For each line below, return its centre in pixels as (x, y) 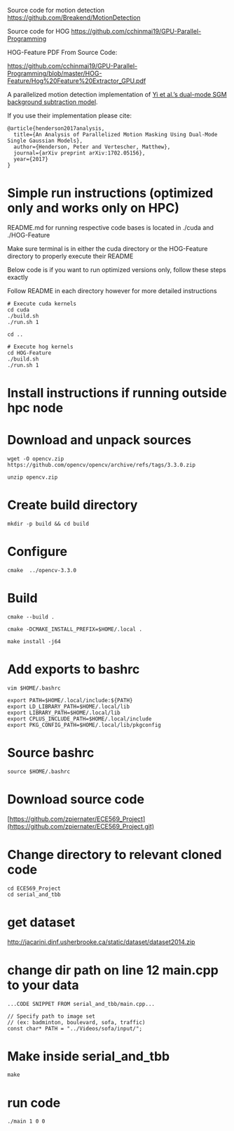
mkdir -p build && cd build (48, 524)
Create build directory (73, 505)
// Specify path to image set (51, 1016)
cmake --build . (31, 617)
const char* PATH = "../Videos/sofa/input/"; (75, 1028)
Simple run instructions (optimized (110, 193)
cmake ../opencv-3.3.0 (42, 570)
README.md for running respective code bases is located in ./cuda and (110, 227)
